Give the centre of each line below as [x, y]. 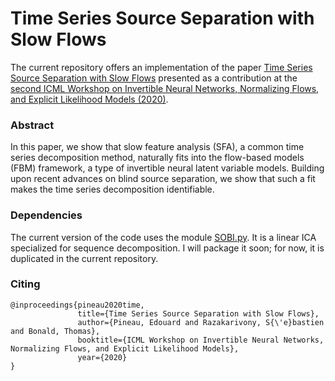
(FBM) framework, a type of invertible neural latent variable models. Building [167, 168]
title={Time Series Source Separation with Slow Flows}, [198, 313]
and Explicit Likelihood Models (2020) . [89, 99]
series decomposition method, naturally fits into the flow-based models [157, 158]
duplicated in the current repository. [84, 258]
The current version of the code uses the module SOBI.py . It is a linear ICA [163, 237]
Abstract [32, 125]
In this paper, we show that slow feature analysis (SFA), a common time [157, 147]
